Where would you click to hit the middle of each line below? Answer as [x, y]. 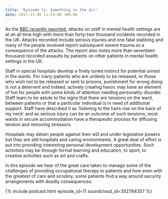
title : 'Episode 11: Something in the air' [52, 10]
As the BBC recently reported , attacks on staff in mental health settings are [83, 29]
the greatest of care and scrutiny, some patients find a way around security [83, 176]
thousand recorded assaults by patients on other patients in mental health [82, 55]
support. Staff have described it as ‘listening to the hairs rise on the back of [83, 108]
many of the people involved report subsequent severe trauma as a [75, 45]
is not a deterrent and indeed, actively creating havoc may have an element [83, 87]
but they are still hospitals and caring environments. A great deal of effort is [83, 140]
